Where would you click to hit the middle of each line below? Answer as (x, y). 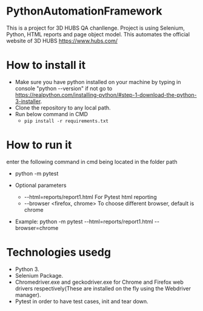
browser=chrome (37, 228)
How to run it (39, 145)
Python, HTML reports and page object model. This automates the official (98, 34)
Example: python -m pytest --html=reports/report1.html (84, 221)
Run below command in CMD (52, 114)
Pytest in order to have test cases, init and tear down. (82, 301)
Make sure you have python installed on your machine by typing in (98, 82)
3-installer (28, 101)
